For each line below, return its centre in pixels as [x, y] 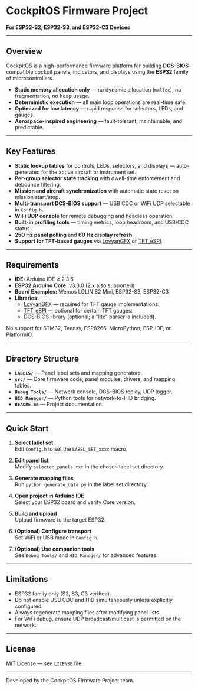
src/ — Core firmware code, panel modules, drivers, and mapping [95, 379]
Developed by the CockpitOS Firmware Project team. [70, 680]
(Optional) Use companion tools [55, 549]
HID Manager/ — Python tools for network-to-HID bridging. [85, 398]
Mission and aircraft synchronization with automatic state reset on [97, 191]
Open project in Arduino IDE [49, 496]
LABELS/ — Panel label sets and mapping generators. [78, 373]
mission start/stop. [37, 197]
